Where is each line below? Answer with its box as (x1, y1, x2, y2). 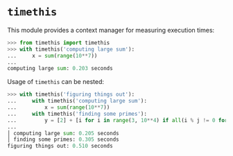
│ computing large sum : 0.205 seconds (7, 130, 119, 137)
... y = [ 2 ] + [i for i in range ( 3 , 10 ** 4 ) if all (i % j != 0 (7, 116, 216, 123)
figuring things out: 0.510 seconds (7, 143, 113, 150)
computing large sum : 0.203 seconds (7, 65, 113, 72)
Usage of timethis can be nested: (7, 78, 105, 86)
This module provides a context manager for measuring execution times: (7, 26, 215, 34)
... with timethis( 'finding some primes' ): (7, 110, 148, 117)
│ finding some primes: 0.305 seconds (7, 136, 119, 144)
